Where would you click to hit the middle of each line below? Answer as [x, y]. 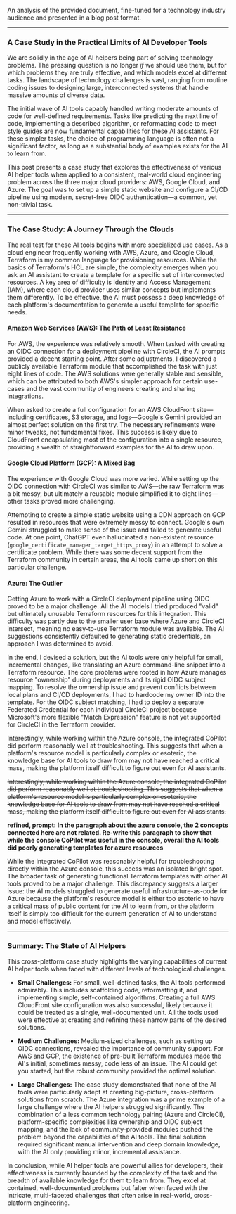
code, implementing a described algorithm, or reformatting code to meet [112, 124]
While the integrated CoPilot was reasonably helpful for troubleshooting [111, 862]
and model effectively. [39, 921]
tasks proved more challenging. [70, 501]
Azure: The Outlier [35, 583]
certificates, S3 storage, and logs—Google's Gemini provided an [129, 417]
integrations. [26, 396]
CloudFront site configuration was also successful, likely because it [115, 1004]
